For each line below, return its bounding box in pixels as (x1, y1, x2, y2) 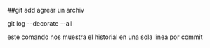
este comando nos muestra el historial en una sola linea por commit (7, 33, 203, 41)
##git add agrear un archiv (7, 6, 84, 14)
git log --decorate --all (7, 19, 73, 27)
